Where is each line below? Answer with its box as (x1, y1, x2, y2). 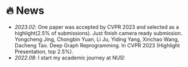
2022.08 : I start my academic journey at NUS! (14, 54, 125, 61)
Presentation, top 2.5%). (14, 48, 74, 55)
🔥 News (6, 4, 45, 17)
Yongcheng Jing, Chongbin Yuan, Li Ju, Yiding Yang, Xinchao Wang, (14, 36, 179, 43)
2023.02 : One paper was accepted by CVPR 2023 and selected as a (14, 23, 179, 30)
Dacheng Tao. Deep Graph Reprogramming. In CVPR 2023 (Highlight (14, 42, 180, 49)
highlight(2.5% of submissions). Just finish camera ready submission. (14, 29, 183, 36)
